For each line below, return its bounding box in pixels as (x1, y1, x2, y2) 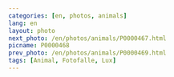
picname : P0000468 (8, 42, 70, 50)
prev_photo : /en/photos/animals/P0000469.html (8, 49, 167, 57)
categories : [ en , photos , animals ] (8, 11, 127, 20)
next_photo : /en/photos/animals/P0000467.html (8, 34, 167, 43)
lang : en (8, 19, 38, 27)
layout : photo (8, 26, 56, 34)
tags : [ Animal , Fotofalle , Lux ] (8, 57, 116, 65)
